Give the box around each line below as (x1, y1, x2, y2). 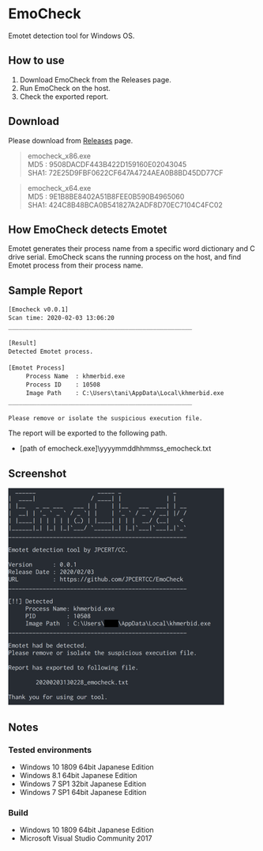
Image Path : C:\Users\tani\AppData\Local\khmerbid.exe (25, 389, 224, 397)
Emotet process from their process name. (8, 260, 144, 270)
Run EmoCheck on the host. (19, 83, 111, 93)
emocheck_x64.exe (27, 183, 92, 192)
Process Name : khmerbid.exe (25, 373, 126, 381)
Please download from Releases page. (8, 135, 133, 145)
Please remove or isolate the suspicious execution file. (8, 414, 203, 422)
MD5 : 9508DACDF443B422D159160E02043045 (27, 159, 187, 169)
